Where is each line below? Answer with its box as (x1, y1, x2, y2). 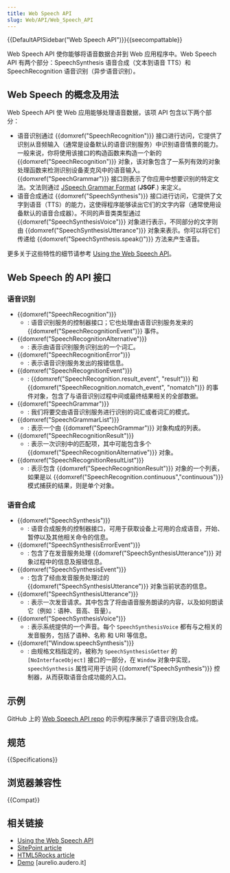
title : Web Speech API (7, 10, 72, 17)
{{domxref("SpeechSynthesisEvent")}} (16, 565, 127, 574)
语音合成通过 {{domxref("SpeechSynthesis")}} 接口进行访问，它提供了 (16, 192, 216, 200)
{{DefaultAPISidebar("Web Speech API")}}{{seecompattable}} (7, 35, 183, 43)
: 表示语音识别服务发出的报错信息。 (27, 359, 128, 367)
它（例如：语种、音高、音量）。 (27, 607, 115, 615)
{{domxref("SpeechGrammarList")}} (16, 416, 119, 423)
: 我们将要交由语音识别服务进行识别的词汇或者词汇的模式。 (27, 408, 194, 416)
